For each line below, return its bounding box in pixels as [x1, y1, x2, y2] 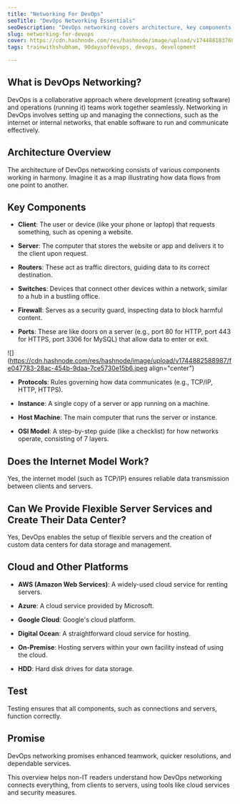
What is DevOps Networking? [7, 76, 142, 89]
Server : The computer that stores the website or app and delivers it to [17, 242, 224, 250]
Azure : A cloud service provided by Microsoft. [17, 601, 155, 610]
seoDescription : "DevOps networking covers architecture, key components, [7, 24, 235, 31]
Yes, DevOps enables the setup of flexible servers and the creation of [7, 533, 212, 542]
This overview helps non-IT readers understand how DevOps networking [7, 773, 223, 781]
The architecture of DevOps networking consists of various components [7, 165, 220, 174]
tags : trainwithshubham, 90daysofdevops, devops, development [7, 44, 196, 51]
